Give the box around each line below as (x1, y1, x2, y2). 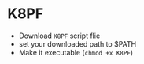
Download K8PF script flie (18, 31, 101, 40)
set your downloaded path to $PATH (18, 39, 137, 48)
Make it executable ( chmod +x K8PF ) (18, 47, 134, 57)
